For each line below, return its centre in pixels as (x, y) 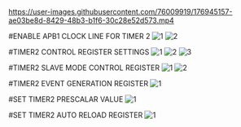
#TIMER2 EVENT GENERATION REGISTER (79, 83)
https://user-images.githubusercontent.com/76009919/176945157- (120, 12)
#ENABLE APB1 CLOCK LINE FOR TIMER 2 (79, 36)
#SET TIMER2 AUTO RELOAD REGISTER (76, 115)
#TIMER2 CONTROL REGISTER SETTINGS (79, 52)
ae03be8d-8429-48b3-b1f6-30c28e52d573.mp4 (92, 20)
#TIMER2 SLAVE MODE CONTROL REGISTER (84, 68)
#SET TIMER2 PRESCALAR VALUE (66, 99)
